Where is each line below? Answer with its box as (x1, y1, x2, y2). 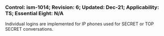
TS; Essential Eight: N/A (5, 10, 64, 17)
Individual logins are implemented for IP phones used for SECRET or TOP (5, 21, 154, 27)
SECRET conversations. (5, 26, 54, 32)
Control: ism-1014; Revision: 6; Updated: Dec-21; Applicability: (5, 4, 160, 11)
